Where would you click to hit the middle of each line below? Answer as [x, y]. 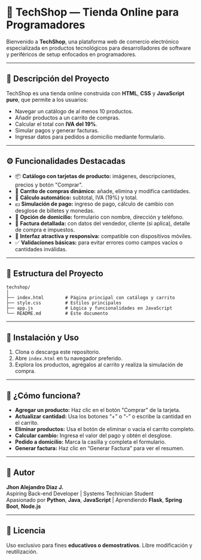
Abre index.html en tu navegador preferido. [68, 359]
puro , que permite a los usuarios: [47, 100]
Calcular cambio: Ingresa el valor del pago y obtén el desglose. [93, 435]
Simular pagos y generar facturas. [57, 130]
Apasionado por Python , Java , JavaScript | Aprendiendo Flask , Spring [94, 499]
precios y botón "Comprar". [49, 185]
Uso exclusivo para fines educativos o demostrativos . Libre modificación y [99, 545]
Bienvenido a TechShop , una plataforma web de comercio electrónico [93, 41]
